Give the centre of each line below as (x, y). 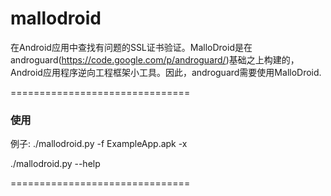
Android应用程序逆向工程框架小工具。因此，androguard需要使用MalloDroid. (166, 72)
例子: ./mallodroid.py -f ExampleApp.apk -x (99, 144)
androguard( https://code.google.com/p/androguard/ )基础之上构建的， (155, 59)
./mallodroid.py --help (55, 164)
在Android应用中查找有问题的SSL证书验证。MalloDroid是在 (131, 47)
